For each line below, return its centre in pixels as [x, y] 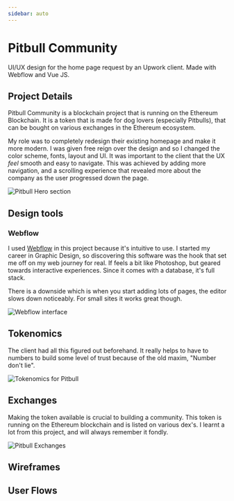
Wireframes [34, 467]
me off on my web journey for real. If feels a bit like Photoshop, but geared [114, 263]
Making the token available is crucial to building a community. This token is [115, 417]
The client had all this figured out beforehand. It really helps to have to [108, 350]
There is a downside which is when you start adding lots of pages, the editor [117, 291]
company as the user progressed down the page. [78, 178]
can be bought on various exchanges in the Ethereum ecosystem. [102, 128]
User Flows [33, 491]
